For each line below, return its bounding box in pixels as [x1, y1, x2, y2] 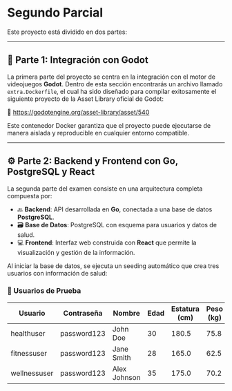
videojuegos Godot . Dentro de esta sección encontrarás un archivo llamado [7, 79, 223, 88]
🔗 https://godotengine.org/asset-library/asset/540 [7, 108, 150, 116]
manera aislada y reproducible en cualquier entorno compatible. [7, 128, 190, 137]
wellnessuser [10, 368, 54, 378]
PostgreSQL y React [7, 166, 95, 178]
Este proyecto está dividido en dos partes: [7, 28, 128, 36]
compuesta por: [7, 191, 52, 200]
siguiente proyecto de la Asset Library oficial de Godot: [7, 95, 164, 103]
